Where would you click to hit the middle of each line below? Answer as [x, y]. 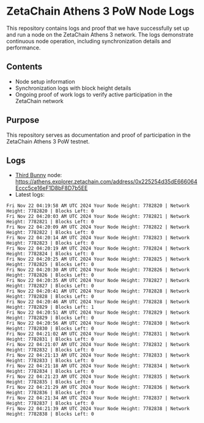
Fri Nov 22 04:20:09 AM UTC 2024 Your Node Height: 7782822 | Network [98, 227]
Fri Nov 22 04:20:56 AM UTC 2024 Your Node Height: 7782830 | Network [98, 324]
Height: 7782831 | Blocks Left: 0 [50, 339]
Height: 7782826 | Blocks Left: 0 [50, 275]
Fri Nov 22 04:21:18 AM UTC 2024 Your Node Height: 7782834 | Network [98, 366]
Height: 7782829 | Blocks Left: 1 [50, 307]
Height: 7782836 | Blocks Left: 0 [50, 393]
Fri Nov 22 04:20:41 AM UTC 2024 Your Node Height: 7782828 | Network [98, 291]
